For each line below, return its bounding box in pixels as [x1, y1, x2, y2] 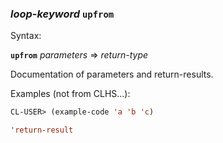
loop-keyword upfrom [10, 7, 115, 21]
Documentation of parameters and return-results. [10, 68, 214, 81]
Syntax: [10, 30, 42, 42]
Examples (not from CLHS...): [10, 88, 131, 100]
